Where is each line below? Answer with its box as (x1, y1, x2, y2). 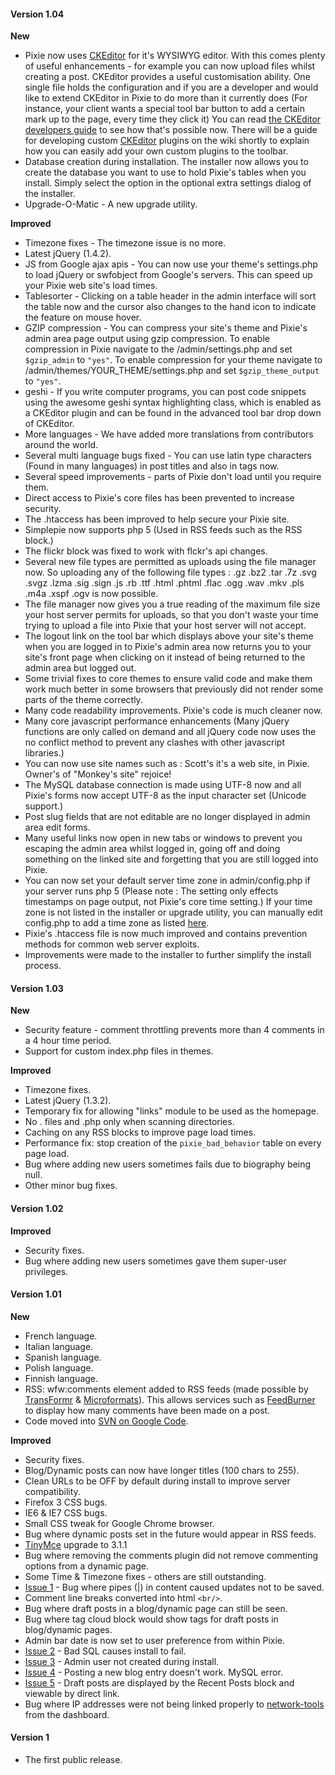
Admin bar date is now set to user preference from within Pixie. (24, 1634, 286, 1646)
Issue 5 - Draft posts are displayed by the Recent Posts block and (24, 1676, 295, 1689)
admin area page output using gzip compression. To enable (24, 333, 270, 345)
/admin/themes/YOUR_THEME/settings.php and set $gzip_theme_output (24, 365, 320, 377)
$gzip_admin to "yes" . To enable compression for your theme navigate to (24, 354, 323, 366)
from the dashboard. (24, 1708, 110, 1720)
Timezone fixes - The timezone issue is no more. (24, 237, 227, 249)
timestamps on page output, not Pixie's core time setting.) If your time (24, 896, 313, 908)
